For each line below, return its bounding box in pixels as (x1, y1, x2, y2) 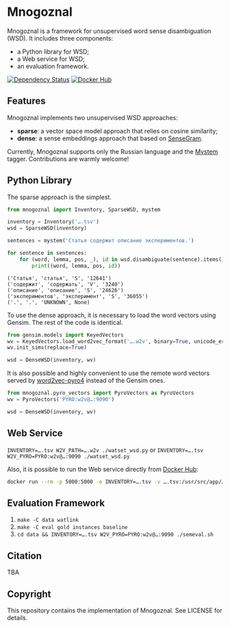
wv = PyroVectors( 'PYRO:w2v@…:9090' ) (7, 396, 115, 403)
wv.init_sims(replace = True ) (7, 344, 88, 351)
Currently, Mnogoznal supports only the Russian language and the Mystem (7, 147, 218, 155)
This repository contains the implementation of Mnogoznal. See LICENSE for (7, 606, 222, 615)
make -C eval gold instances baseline (16, 524, 128, 531)
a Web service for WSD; (16, 54, 86, 62)
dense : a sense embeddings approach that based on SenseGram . (16, 134, 203, 142)
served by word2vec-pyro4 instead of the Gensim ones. (7, 376, 166, 385)
